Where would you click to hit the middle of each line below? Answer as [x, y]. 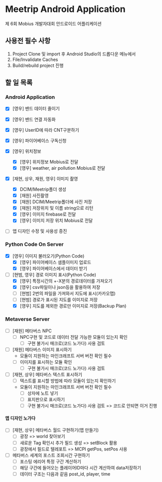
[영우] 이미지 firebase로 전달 [48, 214]
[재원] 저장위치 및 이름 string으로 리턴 [57, 208]
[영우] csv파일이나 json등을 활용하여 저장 [60, 287]
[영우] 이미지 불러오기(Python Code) [48, 256]
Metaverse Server [27, 319]
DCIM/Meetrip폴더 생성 [43, 189]
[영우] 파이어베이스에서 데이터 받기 [53, 268]
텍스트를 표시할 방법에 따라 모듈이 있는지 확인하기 [68, 381]
